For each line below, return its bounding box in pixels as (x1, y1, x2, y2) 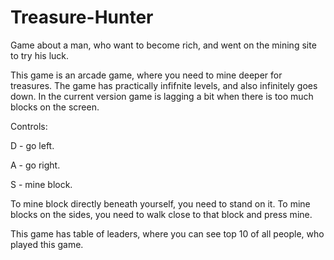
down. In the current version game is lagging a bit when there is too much (10, 90, 314, 102)
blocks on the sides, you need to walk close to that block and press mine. (10, 208, 313, 220)
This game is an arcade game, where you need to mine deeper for (10, 69, 283, 81)
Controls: (10, 120, 48, 132)
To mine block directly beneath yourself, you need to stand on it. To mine (10, 197, 311, 210)
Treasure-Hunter (10, 6, 154, 29)
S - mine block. (10, 178, 73, 190)
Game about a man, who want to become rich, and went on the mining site (10, 39, 317, 51)
